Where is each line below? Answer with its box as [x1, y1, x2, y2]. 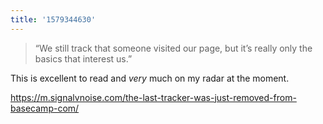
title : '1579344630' [10, 14, 97, 25]
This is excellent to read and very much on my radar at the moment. [10, 72, 290, 84]
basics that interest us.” [34, 52, 133, 65]
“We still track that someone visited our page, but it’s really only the [34, 42, 313, 54]
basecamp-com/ [10, 102, 80, 114]
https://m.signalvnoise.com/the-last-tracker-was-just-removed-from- [10, 91, 297, 103]
